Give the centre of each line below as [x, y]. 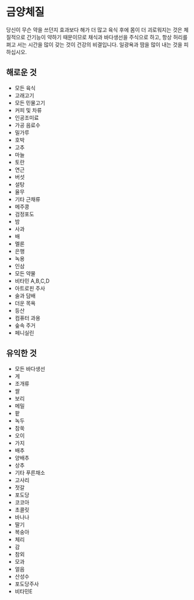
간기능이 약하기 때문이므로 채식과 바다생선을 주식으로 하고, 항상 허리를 [107, 37]
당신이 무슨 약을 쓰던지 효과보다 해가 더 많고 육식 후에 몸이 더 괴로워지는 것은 [94, 30]
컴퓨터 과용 [28, 318]
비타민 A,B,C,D [32, 281]
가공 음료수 [28, 125]
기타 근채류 [28, 199]
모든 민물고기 [30, 103]
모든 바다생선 [30, 369]
